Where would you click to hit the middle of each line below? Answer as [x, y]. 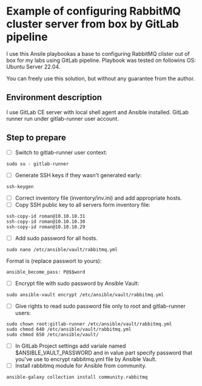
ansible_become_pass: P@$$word [46, 272]
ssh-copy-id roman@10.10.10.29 [46, 227]
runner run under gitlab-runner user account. [63, 118]
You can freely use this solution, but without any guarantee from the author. [101, 78]
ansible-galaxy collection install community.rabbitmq [77, 378]
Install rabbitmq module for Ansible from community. [81, 366]
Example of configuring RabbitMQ [94, 11]
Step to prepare [36, 138]
